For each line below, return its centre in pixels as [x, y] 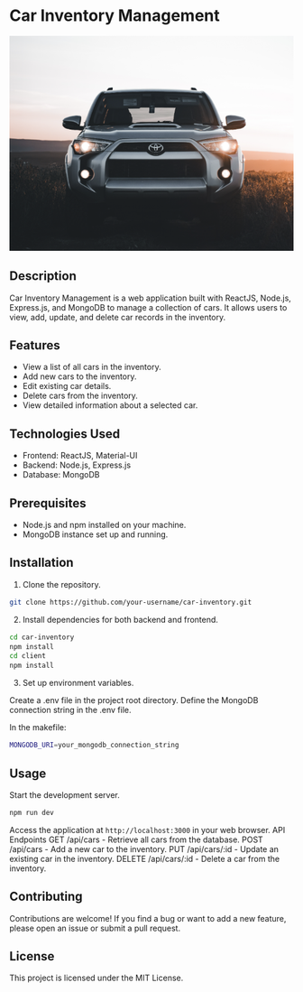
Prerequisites [48, 503]
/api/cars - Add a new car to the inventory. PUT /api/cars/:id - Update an [144, 848]
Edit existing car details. [67, 386]
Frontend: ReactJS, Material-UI [80, 456]
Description [43, 276]
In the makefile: [38, 728]
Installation [41, 563]
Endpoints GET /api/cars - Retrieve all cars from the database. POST [136, 839]
